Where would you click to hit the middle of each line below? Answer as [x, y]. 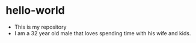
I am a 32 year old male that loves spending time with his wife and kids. [103, 33]
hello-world [35, 10]
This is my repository [40, 27]
